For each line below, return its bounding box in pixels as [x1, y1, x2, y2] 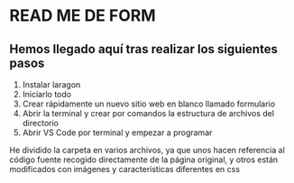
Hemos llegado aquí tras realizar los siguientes [9, 41, 278, 57]
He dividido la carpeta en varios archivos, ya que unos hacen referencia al [9, 145, 286, 155]
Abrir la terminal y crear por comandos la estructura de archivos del [22, 108, 275, 118]
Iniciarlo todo [22, 89, 72, 99]
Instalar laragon [22, 79, 81, 90]
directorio [22, 118, 59, 128]
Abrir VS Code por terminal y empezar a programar [22, 127, 213, 138]
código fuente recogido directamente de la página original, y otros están [9, 154, 279, 165]
